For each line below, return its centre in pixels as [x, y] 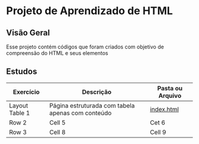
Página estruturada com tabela [92, 106]
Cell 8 [58, 132]
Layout [19, 106]
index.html [165, 109]
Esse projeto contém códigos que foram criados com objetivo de [85, 47]
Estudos [22, 72]
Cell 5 [58, 122]
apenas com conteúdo [81, 113]
